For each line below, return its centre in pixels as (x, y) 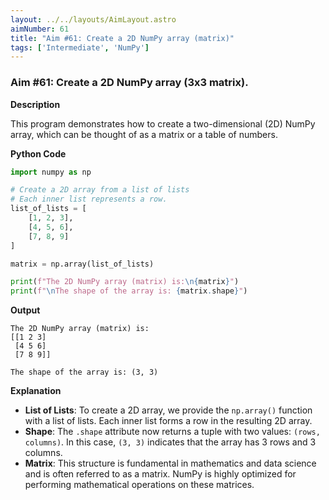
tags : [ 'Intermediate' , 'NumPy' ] (80, 47)
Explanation (36, 391)
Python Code (38, 153)
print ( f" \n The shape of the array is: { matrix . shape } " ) (129, 291)
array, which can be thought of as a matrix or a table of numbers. (144, 134)
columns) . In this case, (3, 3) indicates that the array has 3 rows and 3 (170, 442)
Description (35, 104)
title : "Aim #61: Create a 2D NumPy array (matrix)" (122, 38)
